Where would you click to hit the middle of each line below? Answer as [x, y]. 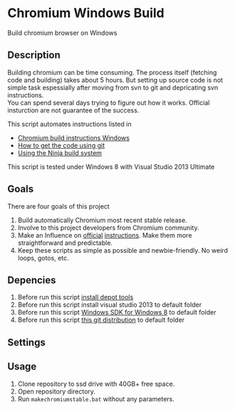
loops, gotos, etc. [43, 258]
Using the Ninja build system [59, 153]
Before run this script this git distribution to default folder [101, 320]
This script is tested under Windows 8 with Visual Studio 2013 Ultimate [111, 167]
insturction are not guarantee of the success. [73, 110]
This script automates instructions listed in [69, 124]
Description [34, 55]
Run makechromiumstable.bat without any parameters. [96, 399]
